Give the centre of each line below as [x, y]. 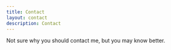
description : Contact [34, 23]
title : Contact [26, 12]
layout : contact [27, 18]
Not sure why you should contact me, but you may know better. [86, 41]
